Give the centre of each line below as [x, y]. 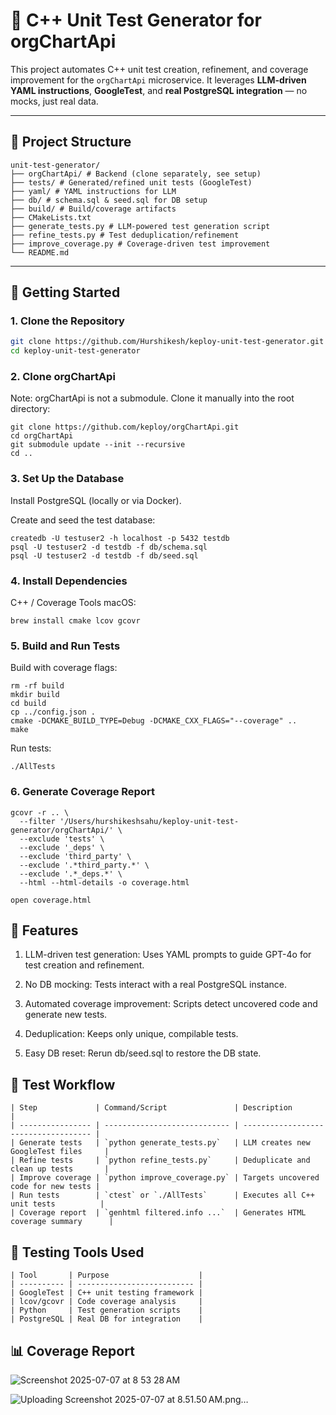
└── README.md [40, 252]
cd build [28, 704]
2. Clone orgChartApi [63, 377]
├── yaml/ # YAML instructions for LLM [93, 191]
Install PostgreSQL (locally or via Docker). [96, 500]
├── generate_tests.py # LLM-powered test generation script [140, 226]
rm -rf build [37, 686]
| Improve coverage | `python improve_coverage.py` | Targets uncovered [165, 1178]
